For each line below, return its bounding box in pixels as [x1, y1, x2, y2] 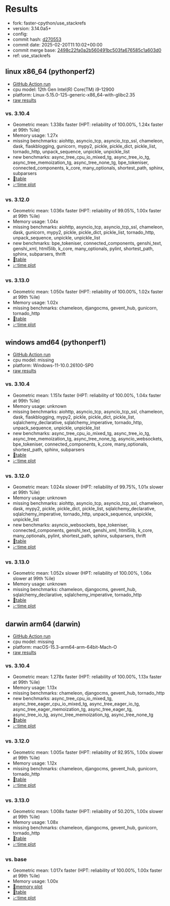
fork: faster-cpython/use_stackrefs [12, 20, 86, 26]
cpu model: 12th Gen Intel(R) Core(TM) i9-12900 [12, 86, 115, 92]
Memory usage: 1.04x [12, 218, 59, 225]
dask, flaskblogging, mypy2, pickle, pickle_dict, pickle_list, [12, 414, 136, 420]
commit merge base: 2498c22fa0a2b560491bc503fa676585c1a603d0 [12, 47, 162, 53]
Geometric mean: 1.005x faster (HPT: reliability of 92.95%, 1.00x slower [12, 749, 163, 755]
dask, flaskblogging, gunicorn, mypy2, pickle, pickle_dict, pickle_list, [12, 143, 157, 150]
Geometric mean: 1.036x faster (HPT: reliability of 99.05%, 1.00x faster [12, 208, 162, 214]
